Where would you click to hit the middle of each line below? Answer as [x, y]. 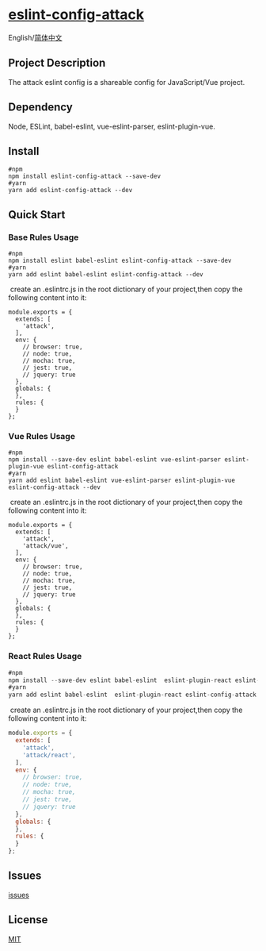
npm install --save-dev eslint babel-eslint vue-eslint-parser [115, 460]
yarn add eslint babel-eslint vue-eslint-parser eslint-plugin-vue [122, 481]
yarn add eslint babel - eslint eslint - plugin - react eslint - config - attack [133, 695]
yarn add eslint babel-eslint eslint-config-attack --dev [106, 275]
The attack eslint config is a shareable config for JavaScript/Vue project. [127, 82]
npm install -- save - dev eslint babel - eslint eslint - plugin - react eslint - [134, 680]
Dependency [40, 108]
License [28, 920]
